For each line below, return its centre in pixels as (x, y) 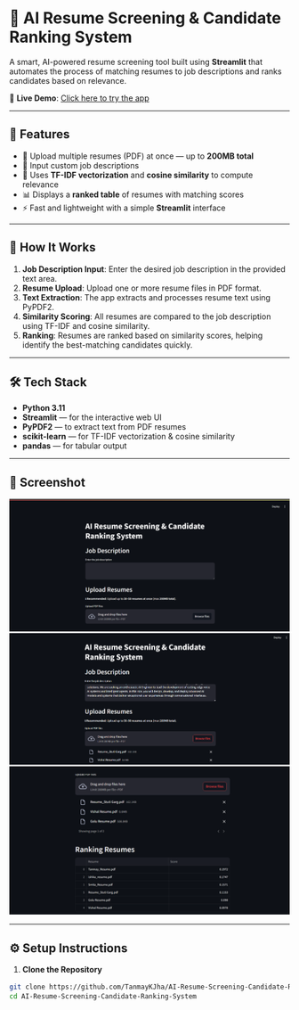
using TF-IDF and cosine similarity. (86, 325)
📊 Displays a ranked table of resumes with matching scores (133, 194)
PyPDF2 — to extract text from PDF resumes (104, 427)
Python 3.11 (44, 408)
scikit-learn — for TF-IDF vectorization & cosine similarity (129, 437)
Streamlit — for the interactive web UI (92, 417)
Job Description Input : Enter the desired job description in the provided (154, 269)
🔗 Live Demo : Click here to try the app (79, 98)
